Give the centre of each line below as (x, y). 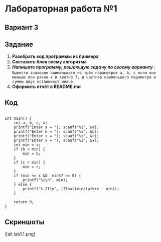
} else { (23, 185)
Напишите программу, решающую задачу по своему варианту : (84, 67)
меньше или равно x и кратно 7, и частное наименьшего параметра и (84, 77)
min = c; (32, 167)
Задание (19, 44)
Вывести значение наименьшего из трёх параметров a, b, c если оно (84, 73)
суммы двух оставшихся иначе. (44, 82)
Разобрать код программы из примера (55, 56)
